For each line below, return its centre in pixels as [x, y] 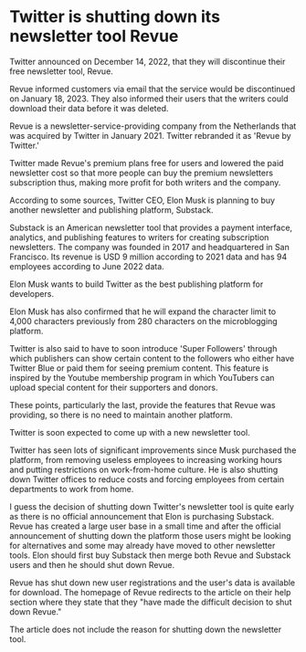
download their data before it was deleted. [89, 108]
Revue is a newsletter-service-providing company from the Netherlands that [153, 126]
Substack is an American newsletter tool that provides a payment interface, [151, 227]
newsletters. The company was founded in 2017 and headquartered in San [149, 247]
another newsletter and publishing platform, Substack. [111, 210]
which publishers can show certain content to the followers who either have [152, 358]
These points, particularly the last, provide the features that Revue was [142, 405]
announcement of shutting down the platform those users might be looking [150, 535]
